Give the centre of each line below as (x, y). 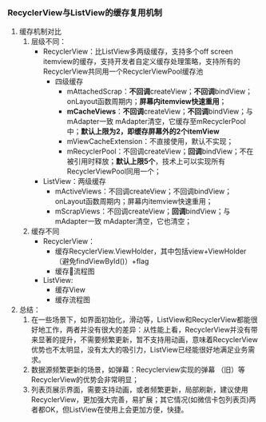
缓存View (70, 290)
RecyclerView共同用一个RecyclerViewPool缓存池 (123, 72)
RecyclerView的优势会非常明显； (85, 380)
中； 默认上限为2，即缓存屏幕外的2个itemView (143, 131)
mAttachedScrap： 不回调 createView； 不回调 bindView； (160, 92)
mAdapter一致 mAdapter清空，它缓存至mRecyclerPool (157, 121)
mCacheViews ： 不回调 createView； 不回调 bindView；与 (160, 111)
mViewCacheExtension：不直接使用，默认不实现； (150, 141)
